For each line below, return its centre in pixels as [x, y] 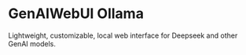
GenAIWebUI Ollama [76, 14]
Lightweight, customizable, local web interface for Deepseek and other [123, 35]
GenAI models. [32, 43]
